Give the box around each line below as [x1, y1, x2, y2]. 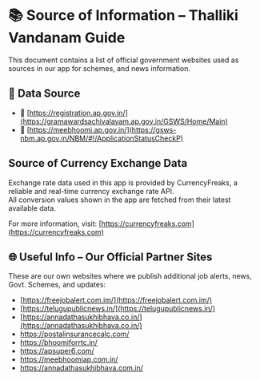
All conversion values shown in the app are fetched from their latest [8, 195, 231, 204]
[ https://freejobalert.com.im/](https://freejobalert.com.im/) [19, 295, 213, 305]
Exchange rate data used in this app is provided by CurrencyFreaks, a [8, 177, 238, 188]
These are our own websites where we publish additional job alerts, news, [8, 271, 252, 281]
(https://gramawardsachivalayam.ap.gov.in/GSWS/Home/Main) [19, 117, 228, 126]
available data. [8, 203, 56, 212]
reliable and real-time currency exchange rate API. [8, 186, 174, 196]
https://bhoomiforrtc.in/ [19, 338, 98, 347]
